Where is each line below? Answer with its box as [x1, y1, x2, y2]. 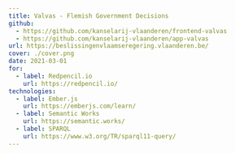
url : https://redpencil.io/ [23, 79, 118, 87]
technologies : [8, 87, 57, 96]
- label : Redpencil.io [15, 72, 93, 80]
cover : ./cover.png [8, 49, 75, 57]
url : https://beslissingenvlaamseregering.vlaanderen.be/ [8, 42, 209, 50]
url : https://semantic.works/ [23, 117, 126, 125]
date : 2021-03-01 [8, 57, 67, 66]
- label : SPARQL [15, 125, 71, 133]
